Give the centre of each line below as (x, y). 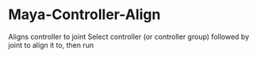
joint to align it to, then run (51, 44)
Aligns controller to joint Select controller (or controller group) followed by (129, 37)
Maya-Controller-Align (84, 15)
